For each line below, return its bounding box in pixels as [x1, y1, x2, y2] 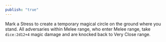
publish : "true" [5, 7, 39, 12]
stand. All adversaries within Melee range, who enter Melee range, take [5, 26, 151, 32]
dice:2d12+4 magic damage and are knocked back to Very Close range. [5, 31, 151, 37]
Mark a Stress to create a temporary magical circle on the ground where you [5, 21, 161, 27]
